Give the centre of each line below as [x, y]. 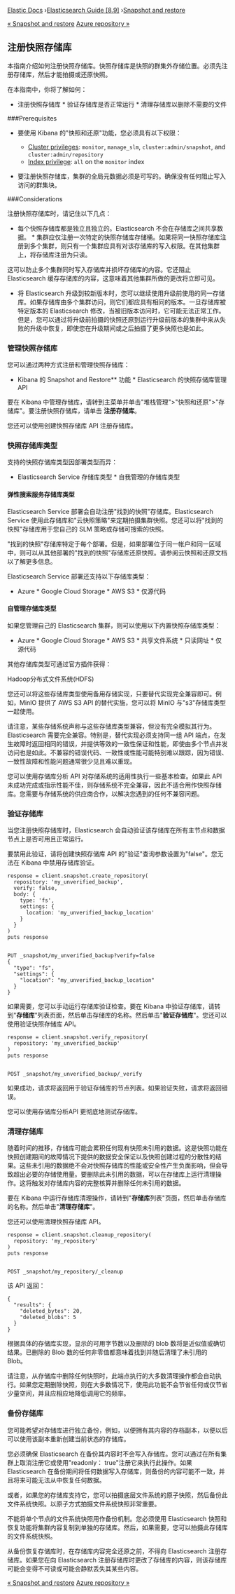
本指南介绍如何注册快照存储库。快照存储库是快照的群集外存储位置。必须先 [114, 65]
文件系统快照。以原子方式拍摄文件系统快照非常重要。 [84, 1504]
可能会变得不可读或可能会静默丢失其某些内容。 [74, 1568]
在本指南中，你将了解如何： [47, 89]
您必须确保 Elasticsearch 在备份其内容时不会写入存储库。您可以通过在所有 [114, 1454]
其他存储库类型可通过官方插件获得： [59, 664]
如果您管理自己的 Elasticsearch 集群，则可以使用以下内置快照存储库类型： [114, 625]
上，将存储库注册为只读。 [54, 255]
